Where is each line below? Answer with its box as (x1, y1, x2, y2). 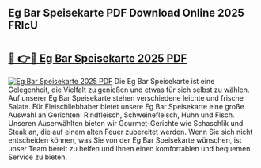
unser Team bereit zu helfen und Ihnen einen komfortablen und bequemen (8, 144, 251, 153)
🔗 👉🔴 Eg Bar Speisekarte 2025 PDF (8, 52, 187, 65)
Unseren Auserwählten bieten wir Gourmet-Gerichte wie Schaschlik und (8, 119, 244, 128)
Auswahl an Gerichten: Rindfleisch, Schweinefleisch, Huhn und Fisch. (8, 110, 235, 120)
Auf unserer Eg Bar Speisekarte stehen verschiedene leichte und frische (8, 94, 244, 102)
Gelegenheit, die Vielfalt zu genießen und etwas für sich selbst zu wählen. (8, 85, 250, 94)
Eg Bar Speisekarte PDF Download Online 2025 (8, 6, 245, 20)
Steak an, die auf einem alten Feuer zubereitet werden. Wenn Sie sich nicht (8, 127, 253, 136)
